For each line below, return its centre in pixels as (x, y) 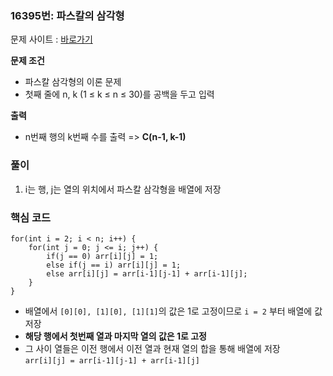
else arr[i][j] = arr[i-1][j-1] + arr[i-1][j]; (147, 273)
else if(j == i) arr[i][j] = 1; (114, 265)
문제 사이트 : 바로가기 (51, 39)
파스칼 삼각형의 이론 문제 (73, 82)
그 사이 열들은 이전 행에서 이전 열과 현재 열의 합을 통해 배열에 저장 (152, 348)
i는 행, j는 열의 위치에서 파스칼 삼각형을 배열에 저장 (123, 189)
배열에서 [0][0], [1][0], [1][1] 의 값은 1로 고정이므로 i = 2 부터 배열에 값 (173, 311)
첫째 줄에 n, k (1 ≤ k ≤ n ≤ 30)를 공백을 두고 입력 (119, 94)
